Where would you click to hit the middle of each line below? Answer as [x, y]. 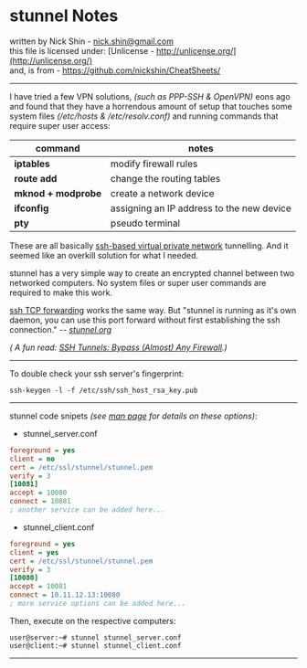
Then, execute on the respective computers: [93, 620]
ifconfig [32, 208]
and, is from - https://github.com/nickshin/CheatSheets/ [115, 70]
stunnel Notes [64, 16]
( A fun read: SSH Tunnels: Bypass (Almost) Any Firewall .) [119, 347]
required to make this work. [61, 292]
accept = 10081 [38, 587]
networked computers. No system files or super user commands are [138, 282]
